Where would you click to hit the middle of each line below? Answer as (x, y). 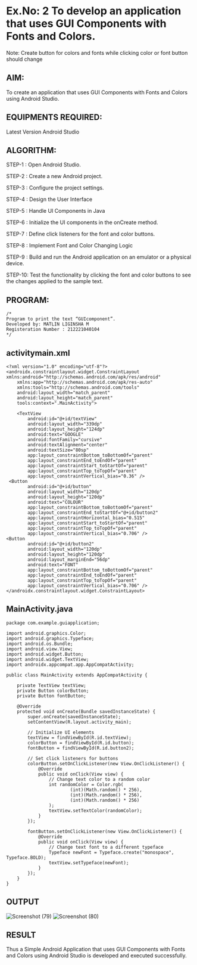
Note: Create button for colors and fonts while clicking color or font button (97, 52)
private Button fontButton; (51, 696)
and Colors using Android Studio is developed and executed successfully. (97, 955)
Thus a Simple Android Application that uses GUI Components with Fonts (96, 950)
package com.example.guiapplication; (53, 623)
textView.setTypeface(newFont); (89, 862)
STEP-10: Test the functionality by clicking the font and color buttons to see (99, 275)
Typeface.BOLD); (26, 857)
